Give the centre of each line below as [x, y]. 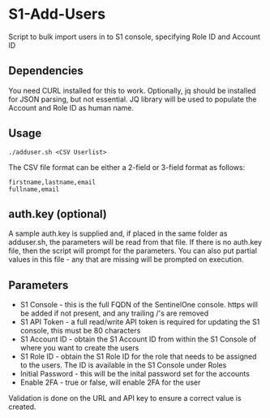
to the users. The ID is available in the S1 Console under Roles [123, 365]
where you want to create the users [79, 348]
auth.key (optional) [58, 213]
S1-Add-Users [57, 14]
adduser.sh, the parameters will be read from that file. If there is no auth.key [135, 242]
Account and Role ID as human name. [71, 107]
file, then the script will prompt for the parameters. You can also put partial [133, 251]
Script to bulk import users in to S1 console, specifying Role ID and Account [135, 37]
